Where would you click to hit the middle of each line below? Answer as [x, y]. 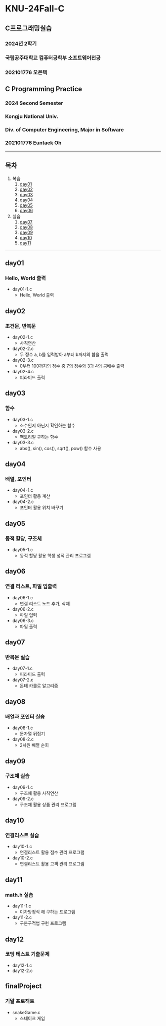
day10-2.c [22, 858]
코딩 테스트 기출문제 [27, 954]
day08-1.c [22, 728]
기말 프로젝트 [20, 1001]
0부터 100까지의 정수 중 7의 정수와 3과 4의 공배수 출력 [72, 366]
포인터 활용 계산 [35, 496]
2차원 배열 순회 [34, 745]
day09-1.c [22, 787]
